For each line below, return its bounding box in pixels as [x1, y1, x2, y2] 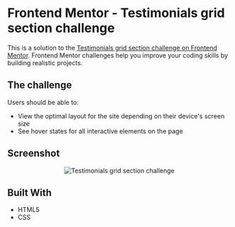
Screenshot [7, 148, 60, 160]
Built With [7, 187, 52, 199]
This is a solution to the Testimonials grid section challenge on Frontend [7, 43, 218, 52]
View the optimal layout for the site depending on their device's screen [17, 111, 225, 120]
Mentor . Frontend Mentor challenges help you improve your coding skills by [7, 51, 229, 60]
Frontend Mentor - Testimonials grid [7, 5, 225, 21]
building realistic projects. [7, 58, 83, 67]
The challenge [7, 79, 72, 92]
